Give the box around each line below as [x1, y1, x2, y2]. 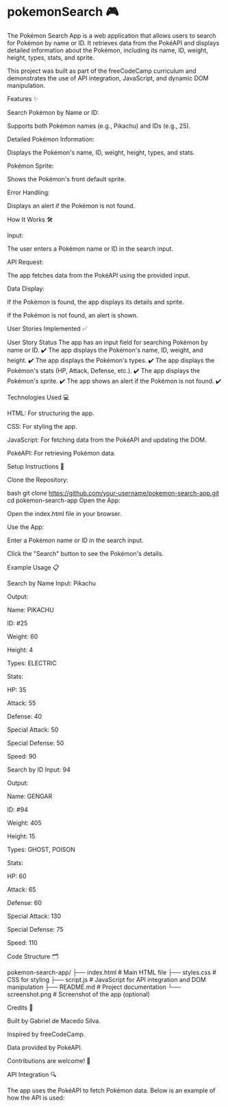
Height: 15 [7, 831, 36, 840]
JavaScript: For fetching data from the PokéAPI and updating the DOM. [7, 436, 207, 444]
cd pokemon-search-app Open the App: [7, 496, 121, 504]
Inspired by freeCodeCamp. [7, 1030, 86, 1038]
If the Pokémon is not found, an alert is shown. [7, 311, 138, 319]
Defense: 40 [7, 712, 42, 720]
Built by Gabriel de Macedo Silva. [7, 1016, 101, 1025]
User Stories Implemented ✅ [7, 324, 88, 333]
